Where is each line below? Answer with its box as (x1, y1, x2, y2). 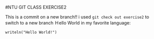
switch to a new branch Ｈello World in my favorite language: (5, 20, 131, 25)
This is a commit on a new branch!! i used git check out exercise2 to (5, 14, 149, 19)
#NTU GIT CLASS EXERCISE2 (5, 4, 67, 10)
